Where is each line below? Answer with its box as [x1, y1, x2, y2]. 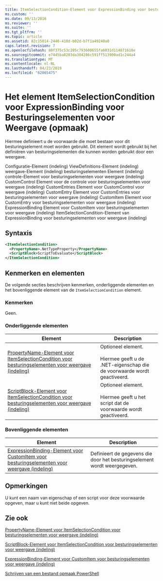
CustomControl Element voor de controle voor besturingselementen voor [5, 178, 151, 185]
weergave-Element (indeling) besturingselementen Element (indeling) [5, 168, 144, 174]
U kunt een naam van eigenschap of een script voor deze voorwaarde [5, 494, 145, 501]
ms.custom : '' [5, 12, 34, 17]
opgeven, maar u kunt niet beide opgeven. [5, 500, 90, 506]
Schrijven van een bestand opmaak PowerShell [5, 571, 99, 577]
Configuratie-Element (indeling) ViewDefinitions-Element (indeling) [5, 163, 139, 169]
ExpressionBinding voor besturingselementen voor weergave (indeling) [5, 215, 147, 221]
